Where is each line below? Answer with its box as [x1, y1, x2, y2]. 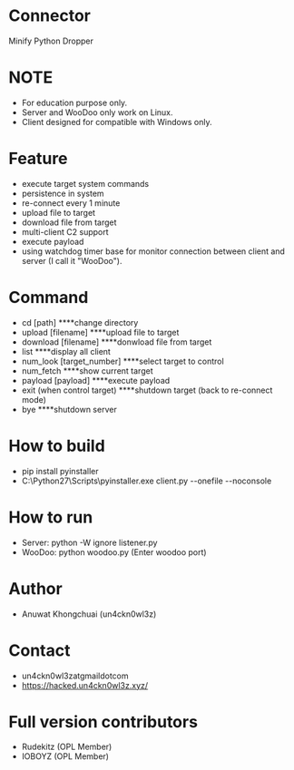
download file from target [21, 217, 117, 228]
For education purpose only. [21, 97, 128, 108]
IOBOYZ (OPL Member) [21, 751, 110, 762]
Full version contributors [8, 711, 199, 732]
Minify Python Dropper [8, 35, 94, 46]
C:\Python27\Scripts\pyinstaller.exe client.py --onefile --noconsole [21, 475, 272, 486]
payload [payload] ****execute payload [21, 375, 171, 385]
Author [8, 578, 63, 599]
